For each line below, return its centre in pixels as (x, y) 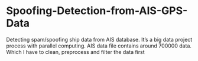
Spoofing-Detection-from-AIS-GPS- (97, 11)
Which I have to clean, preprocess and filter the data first (75, 52)
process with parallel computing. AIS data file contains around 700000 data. (99, 46)
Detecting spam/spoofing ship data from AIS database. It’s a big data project (99, 39)
